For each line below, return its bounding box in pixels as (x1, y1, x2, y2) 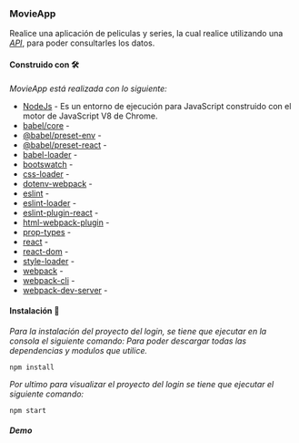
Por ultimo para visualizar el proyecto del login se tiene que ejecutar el (9, 378, 274, 389)
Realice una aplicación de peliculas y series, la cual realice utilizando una (9, 28, 284, 39)
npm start (9, 406, 47, 415)
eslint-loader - (22, 197, 77, 208)
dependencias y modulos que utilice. (9, 345, 148, 355)
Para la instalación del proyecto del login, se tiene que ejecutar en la (9, 325, 267, 336)
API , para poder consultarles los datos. (9, 37, 155, 48)
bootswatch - (22, 159, 74, 170)
